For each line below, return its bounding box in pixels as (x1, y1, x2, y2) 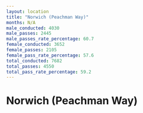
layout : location (6, 8, 49, 15)
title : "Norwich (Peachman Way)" (6, 14, 89, 20)
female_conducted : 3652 (6, 42, 65, 48)
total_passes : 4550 (6, 63, 55, 69)
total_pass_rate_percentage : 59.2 (6, 69, 92, 75)
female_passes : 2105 (6, 47, 58, 53)
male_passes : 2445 (6, 31, 52, 36)
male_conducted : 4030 (6, 25, 60, 31)
